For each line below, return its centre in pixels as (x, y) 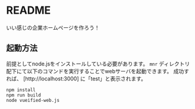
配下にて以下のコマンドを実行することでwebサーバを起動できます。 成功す (97, 71)
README (29, 10)
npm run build (24, 95)
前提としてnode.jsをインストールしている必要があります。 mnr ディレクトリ (98, 64)
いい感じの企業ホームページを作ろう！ (53, 27)
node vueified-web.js (33, 100)
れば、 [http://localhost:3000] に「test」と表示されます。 (76, 79)
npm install (21, 90)
